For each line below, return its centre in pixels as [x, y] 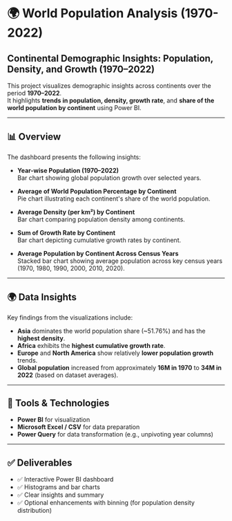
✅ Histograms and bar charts [58, 487]
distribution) [35, 511]
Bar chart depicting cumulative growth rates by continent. [99, 240]
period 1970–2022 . [35, 93]
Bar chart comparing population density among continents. [101, 219]
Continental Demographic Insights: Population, [110, 58]
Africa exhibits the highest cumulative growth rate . [91, 345]
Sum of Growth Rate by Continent [66, 232]
